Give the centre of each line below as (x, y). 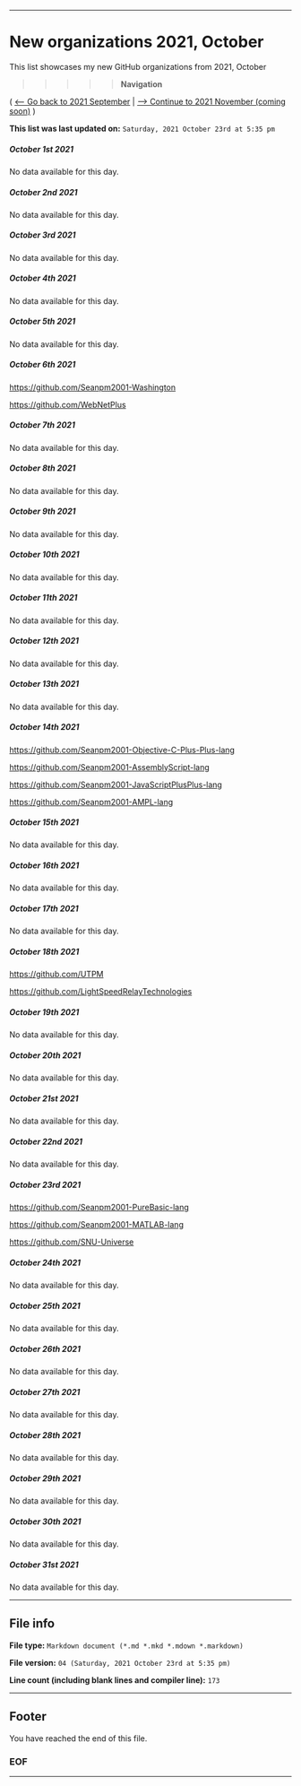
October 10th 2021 (44, 555)
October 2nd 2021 (43, 192)
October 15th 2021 (44, 822)
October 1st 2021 (42, 149)
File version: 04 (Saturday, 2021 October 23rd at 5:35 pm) (120, 1662)
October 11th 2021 (43, 598)
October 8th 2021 (43, 468)
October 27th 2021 (45, 1392)
